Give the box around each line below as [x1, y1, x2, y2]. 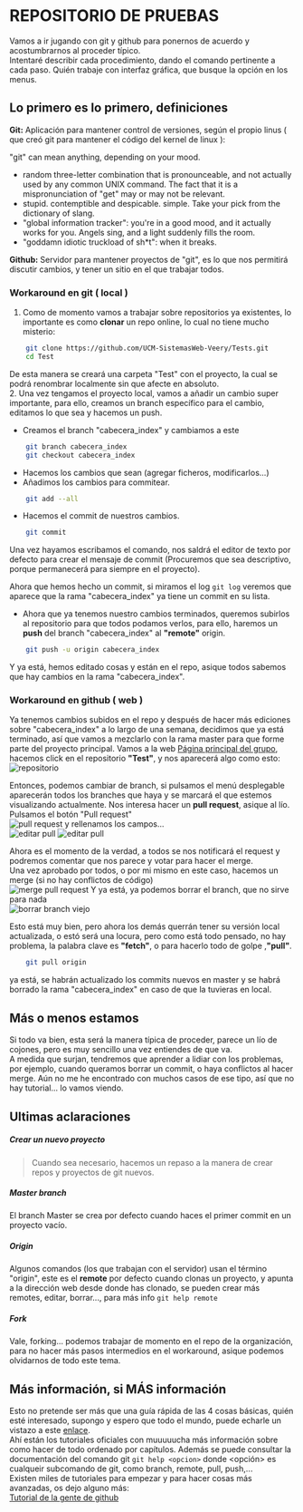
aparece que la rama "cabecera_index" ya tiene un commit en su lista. [9, 591, 270, 602]
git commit [25, 528, 67, 538]
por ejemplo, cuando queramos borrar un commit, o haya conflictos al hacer [9, 1063, 294, 1074]
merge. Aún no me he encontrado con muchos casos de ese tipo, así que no [9, 1073, 295, 1084]
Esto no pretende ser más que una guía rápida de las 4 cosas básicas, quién [9, 1406, 294, 1417]
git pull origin [25, 958, 88, 967]
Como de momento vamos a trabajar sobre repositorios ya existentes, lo [22, 307, 292, 318]
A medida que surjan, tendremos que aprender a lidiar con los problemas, [9, 1053, 284, 1065]
